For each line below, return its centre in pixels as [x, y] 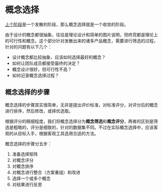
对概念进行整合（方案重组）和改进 [46, 172]
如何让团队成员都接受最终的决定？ [46, 63]
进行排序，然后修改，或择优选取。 [39, 111]
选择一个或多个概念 [31, 178]
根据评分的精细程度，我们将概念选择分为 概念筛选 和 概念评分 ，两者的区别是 [79, 121]
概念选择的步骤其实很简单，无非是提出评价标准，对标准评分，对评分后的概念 [81, 105]
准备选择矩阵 [25, 154]
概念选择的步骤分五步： [28, 143]
